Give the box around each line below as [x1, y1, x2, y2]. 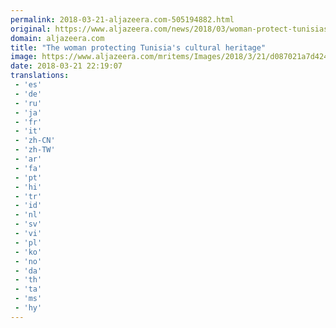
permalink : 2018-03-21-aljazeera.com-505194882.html [10, 14, 235, 25]
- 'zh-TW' [14, 145, 56, 155]
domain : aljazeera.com [10, 33, 105, 43]
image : [10, 52, 38, 62]
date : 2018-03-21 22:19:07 [10, 61, 123, 71]
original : [10, 24, 52, 34]
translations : [10, 71, 70, 81]
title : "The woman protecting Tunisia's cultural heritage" [10, 42, 267, 53]
